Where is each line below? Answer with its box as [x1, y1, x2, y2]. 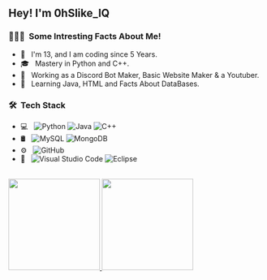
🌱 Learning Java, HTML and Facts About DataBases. [19, 79, 200, 88]
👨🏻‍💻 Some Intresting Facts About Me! [8, 31, 161, 42]
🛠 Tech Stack [8, 99, 67, 110]
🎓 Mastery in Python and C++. [19, 58, 130, 68]
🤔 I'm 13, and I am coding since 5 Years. [19, 49, 158, 59]
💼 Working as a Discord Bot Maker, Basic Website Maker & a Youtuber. [19, 70, 260, 80]
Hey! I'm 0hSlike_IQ [8, 6, 110, 20]
